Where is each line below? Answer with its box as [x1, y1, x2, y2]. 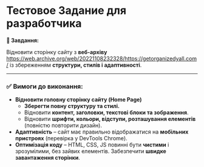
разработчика [6, 16, 82, 30]
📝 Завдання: [6, 36, 39, 44]
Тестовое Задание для [6, 4, 126, 18]
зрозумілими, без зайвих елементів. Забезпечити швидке [15, 148, 167, 155]
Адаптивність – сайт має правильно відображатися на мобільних [15, 128, 189, 135]
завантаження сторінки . [15, 154, 80, 162]
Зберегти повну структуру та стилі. [24, 103, 120, 110]
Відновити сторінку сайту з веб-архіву [6, 48, 107, 55]
